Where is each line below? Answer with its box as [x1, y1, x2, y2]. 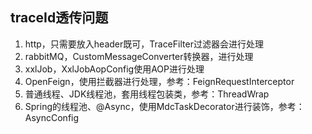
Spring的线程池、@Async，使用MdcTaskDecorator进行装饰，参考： [24, 100, 305, 112]
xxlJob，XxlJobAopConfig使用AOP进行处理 [24, 63, 205, 75]
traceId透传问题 [10, 9, 109, 27]
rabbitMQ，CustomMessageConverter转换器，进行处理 [24, 50, 254, 62]
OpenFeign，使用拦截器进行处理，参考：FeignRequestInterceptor [24, 75, 295, 87]
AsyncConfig [24, 111, 80, 123]
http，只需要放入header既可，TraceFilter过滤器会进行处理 [24, 38, 264, 50]
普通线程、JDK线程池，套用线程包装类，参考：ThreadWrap [24, 88, 270, 100]
